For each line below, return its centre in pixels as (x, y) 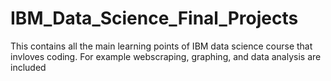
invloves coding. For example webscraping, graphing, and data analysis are (166, 56)
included (28, 67)
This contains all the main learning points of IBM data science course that (161, 46)
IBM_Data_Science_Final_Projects (154, 18)
